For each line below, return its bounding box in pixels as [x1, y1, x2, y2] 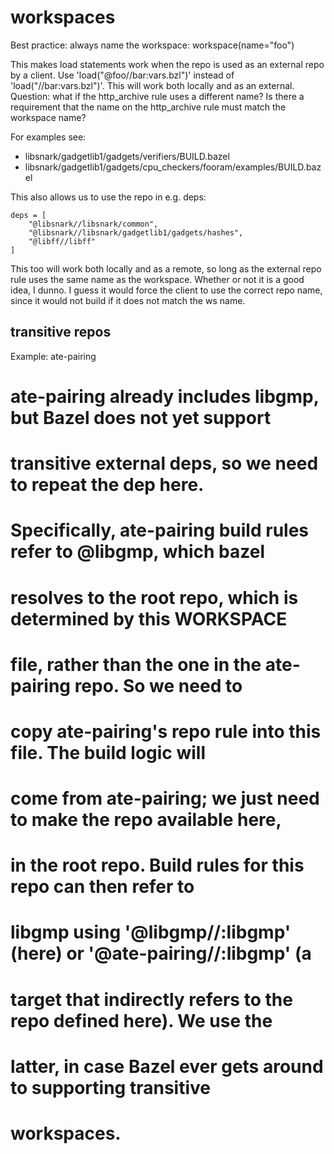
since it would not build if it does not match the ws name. [10, 294, 246, 306]
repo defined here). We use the [10, 1009, 273, 1032]
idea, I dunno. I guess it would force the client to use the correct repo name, [10, 284, 323, 296]
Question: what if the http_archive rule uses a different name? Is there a [10, 90, 305, 102]
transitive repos [10, 324, 112, 341]
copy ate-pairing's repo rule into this [10, 720, 322, 743]
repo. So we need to [74, 674, 243, 697]
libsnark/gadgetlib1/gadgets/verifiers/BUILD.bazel [24, 150, 230, 162]
